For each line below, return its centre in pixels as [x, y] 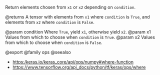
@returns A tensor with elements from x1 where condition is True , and [77, 17]
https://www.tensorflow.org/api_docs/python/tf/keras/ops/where [79, 67]
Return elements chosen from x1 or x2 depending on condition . [70, 7]
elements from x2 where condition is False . [50, 22]
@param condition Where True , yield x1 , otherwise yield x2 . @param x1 [78, 32]
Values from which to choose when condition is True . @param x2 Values [80, 37]
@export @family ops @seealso [38, 52]
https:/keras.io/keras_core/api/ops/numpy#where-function [73, 62]
